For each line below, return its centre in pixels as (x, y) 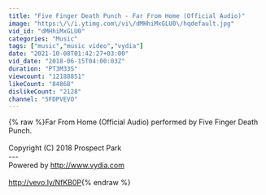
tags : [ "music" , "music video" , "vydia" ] (76, 46)
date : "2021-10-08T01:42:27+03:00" (69, 54)
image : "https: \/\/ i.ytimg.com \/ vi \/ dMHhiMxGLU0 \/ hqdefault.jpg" (121, 24)
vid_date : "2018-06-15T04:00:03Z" (67, 62)
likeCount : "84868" (41, 84)
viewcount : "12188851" (47, 76)
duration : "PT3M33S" (44, 69)
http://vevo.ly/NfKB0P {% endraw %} (70, 183)
